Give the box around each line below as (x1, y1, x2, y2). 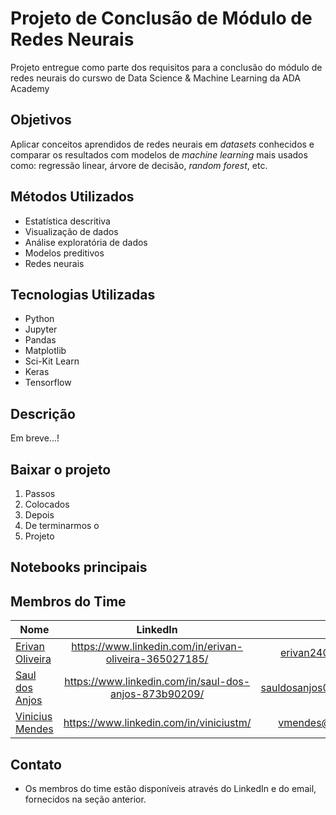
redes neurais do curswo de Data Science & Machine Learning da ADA (10, 72, 302, 84)
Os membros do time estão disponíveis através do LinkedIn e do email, (24, 783, 317, 795)
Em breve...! (10, 432, 60, 444)
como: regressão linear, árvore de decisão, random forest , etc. (10, 159, 268, 171)
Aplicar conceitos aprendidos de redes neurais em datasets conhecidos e (10, 138, 315, 150)
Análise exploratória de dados (24, 236, 148, 248)
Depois (24, 509, 55, 521)
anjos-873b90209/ (110, 687, 205, 701)
